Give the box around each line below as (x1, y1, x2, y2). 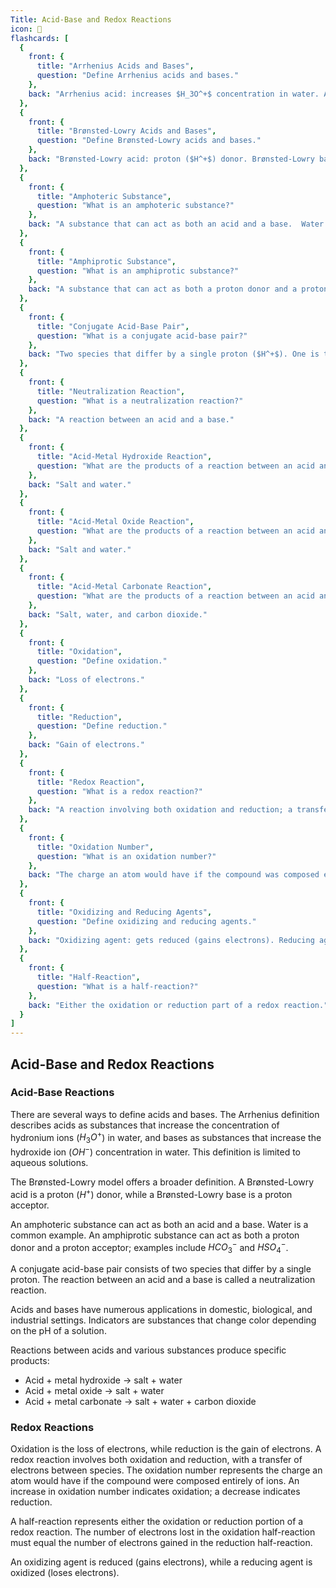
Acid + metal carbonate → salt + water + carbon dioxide (24, 1396, 257, 1408)
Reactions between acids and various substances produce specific (10, 1344, 287, 1356)
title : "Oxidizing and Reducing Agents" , (36, 907, 213, 917)
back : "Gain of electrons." (28, 740, 145, 750)
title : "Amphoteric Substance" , (36, 191, 172, 201)
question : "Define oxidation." (36, 656, 168, 666)
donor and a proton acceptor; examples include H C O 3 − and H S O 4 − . (10, 1239, 289, 1256)
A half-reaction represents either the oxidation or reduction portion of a (10, 1516, 304, 1528)
